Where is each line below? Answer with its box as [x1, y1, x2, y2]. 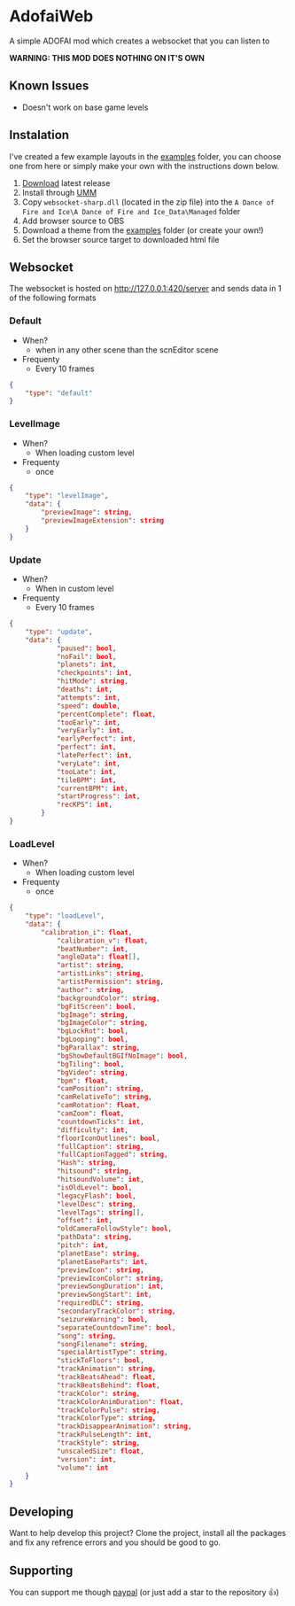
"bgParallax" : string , [56, 1044, 141, 1052]
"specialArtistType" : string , [56, 1348, 168, 1357]
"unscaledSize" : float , [56, 1447, 144, 1455]
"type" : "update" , [25, 627, 93, 636]
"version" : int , [56, 1455, 117, 1463]
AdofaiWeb [9, 6, 94, 27]
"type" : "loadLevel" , [25, 912, 105, 920]
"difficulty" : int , [56, 1125, 128, 1135]
